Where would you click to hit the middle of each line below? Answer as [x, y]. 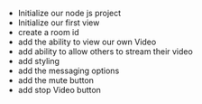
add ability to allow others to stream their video [106, 52]
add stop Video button [60, 90]
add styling [39, 61]
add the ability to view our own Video [87, 42]
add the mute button [56, 80]
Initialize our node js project [69, 13]
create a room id [48, 32]
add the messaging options [69, 71]
